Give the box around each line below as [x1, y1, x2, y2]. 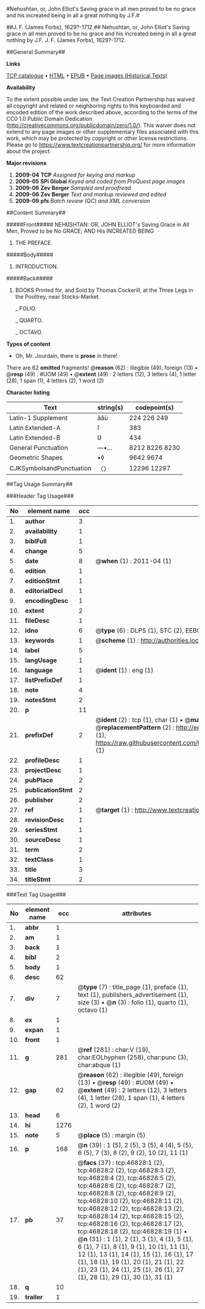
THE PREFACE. [15, 239, 53, 246]
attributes [121, 910, 151, 917]
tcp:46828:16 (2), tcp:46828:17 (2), [77, 1220, 184, 1228]
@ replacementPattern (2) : [95, 723, 175, 732]
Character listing [6, 389, 50, 396]
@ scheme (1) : [95, 636, 139, 644]
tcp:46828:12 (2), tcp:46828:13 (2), [77, 1205, 184, 1212]
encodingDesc [25, 597, 68, 605]
